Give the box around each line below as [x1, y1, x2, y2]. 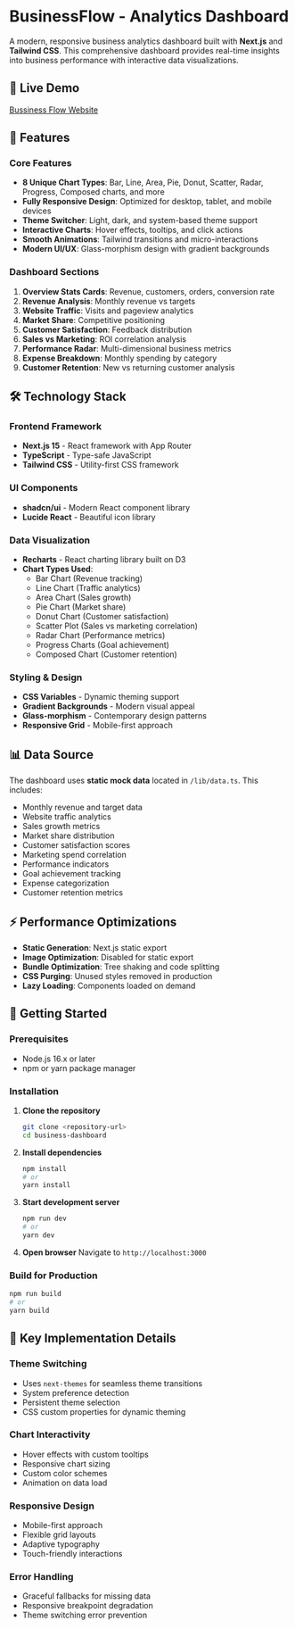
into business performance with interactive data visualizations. [9, 54, 239, 65]
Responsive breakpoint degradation [21, 1600, 153, 1611]
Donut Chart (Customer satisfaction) [35, 611, 169, 622]
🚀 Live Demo [9, 80, 80, 96]
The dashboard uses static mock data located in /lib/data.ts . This [9, 775, 258, 786]
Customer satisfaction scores [21, 840, 131, 851]
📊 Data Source [9, 747, 94, 762]
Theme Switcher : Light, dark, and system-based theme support [21, 215, 258, 226]
